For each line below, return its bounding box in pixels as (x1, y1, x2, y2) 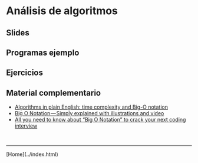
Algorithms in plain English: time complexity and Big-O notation (14, 103, 168, 110)
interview (14, 122, 38, 129)
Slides (6, 28, 29, 38)
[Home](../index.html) (6, 151, 59, 158)
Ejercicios (6, 68, 43, 78)
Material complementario (6, 87, 101, 98)
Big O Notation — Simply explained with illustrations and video (14, 110, 164, 117)
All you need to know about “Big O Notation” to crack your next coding (14, 116, 186, 123)
